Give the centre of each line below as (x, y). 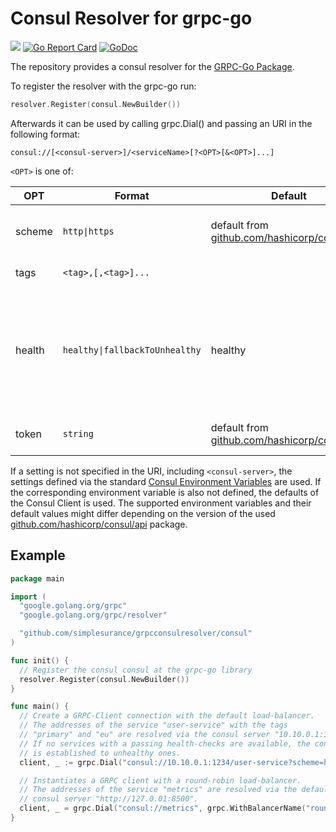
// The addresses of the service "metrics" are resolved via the (158, 790)
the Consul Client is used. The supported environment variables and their (161, 503)
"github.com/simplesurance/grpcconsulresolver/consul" (136, 633)
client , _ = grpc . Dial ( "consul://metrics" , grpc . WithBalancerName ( (163, 808)
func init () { (40, 660)
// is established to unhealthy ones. (100, 753)
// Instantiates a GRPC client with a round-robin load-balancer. (160, 780)
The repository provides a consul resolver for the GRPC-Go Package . (152, 66)
